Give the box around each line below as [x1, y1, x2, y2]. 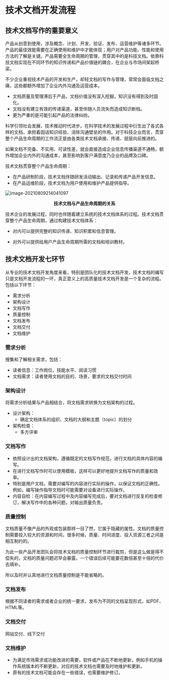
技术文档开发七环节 [5, 255, 65, 264]
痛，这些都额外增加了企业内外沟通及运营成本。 [5, 82, 102, 89]
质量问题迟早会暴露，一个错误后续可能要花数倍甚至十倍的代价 [36, 555, 164, 561]
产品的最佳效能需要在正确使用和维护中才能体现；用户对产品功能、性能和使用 [5, 47, 164, 53]
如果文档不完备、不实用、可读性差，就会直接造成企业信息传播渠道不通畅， [5, 146, 159, 152]
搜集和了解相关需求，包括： [5, 357, 63, 363]
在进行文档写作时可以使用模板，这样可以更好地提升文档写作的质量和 [12, 468, 154, 474]
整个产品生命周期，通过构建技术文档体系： [9, 217, 98, 223]
